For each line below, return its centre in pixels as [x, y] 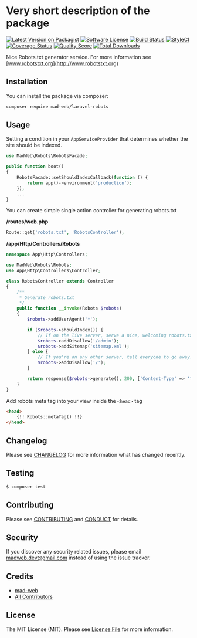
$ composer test [26, 487]
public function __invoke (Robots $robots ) [69, 308]
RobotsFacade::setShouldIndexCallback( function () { [82, 178]
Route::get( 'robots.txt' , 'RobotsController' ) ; [65, 233]
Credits [20, 576]
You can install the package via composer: [57, 96]
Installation [27, 82]
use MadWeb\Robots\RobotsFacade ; [47, 156]
